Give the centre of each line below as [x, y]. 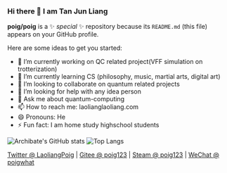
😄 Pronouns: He [41, 117]
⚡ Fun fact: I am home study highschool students [88, 125]
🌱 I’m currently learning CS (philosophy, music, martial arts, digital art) [119, 77]
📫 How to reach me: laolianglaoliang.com [78, 107]
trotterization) [37, 69]
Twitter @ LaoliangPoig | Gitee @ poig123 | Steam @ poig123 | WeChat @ [113, 155]
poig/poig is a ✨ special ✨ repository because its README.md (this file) [108, 27]
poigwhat [21, 162]
